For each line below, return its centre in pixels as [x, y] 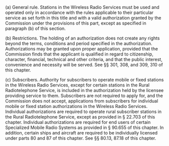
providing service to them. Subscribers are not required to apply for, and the [84, 95]
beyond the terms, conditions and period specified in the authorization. [79, 43]
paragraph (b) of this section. [36, 28]
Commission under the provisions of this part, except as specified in [76, 23]
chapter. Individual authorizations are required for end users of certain [78, 122]
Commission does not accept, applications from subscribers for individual [82, 101]
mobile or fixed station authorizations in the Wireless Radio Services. [76, 106]
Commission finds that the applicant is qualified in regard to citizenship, [79, 54]
